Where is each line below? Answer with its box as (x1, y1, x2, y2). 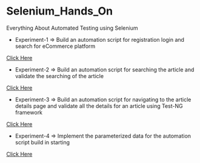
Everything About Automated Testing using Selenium (6, 24, 138, 32)
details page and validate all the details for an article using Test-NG (15, 102, 183, 110)
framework (15, 108, 43, 116)
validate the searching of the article (15, 72, 104, 79)
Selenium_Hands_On (6, 4, 113, 18)
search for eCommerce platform (15, 42, 96, 50)
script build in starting (15, 138, 70, 146)
